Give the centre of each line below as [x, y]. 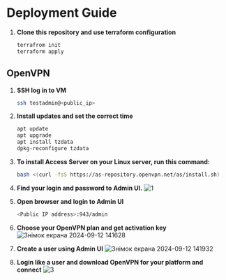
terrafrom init [39, 45]
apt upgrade [34, 135]
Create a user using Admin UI [60, 249]
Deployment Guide [62, 13]
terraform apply [40, 51]
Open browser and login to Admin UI [70, 201]
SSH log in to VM [42, 90]
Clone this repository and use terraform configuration [96, 32]
